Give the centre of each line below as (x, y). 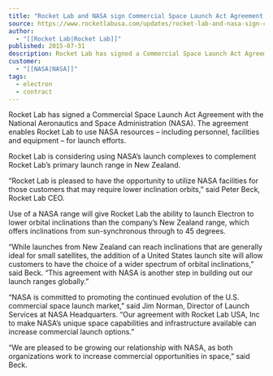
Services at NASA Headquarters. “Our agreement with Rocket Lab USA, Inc (134, 315)
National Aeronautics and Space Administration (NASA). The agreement (129, 124)
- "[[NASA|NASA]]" (47, 69)
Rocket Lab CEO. (37, 198)
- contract (34, 92)
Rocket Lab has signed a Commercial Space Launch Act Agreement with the (136, 115)
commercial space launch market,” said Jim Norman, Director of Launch (129, 306)
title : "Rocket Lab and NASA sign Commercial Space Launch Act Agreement (136, 16)
